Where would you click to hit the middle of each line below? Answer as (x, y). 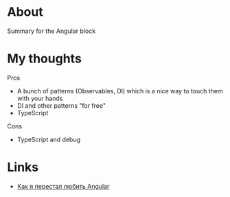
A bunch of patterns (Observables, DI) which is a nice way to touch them (120, 91)
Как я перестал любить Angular (63, 186)
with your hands (40, 98)
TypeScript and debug (49, 139)
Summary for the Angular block (51, 31)
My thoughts (45, 59)
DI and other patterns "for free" (61, 105)
